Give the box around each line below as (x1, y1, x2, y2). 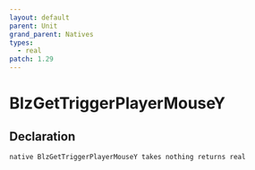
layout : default (9, 13, 70, 22)
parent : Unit (9, 21, 58, 30)
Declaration (9, 129, 76, 144)
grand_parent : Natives (9, 30, 94, 38)
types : (9, 38, 34, 47)
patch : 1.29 (9, 55, 54, 64)
